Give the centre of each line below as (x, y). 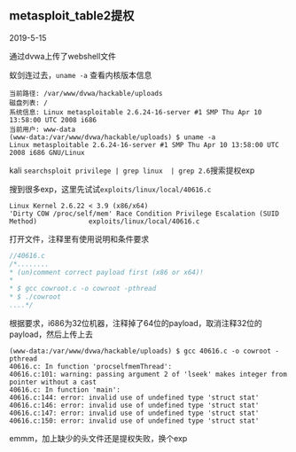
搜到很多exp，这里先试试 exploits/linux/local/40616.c (110, 189)
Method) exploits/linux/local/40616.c (105, 221)
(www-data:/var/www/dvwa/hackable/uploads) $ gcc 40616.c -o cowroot (140, 351)
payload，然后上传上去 (51, 334)
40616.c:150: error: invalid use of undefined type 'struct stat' (134, 421)
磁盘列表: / (29, 103)
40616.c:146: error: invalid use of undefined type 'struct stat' (134, 405)
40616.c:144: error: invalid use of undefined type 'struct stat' (134, 397)
